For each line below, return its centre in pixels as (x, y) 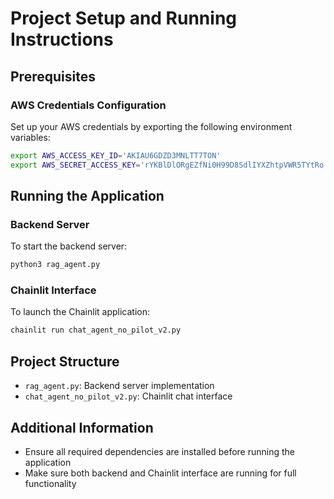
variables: (30, 137)
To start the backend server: (69, 246)
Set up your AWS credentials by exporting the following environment (151, 126)
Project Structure (65, 361)
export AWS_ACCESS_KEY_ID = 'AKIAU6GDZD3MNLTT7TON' (116, 155)
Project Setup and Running (124, 18)
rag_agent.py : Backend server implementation (119, 386)
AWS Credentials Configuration (88, 105)
